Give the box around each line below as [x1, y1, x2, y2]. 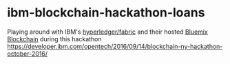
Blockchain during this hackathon [7, 34, 102, 43]
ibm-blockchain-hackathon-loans [7, 5, 205, 21]
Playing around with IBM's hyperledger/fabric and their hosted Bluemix [7, 28, 208, 36]
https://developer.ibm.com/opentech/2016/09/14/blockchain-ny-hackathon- [7, 42, 223, 50]
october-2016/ [7, 50, 48, 58]
